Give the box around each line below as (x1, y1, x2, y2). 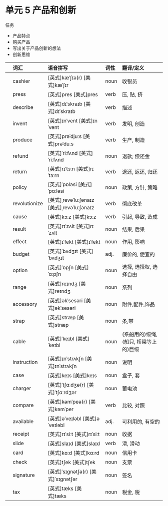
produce (12, 136, 32, 143)
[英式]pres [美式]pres (47, 91, 98, 98)
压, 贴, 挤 (121, 91, 143, 98)
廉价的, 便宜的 (121, 251, 155, 258)
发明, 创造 (121, 120, 145, 127)
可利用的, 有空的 (121, 418, 160, 425)
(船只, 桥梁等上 (121, 338, 157, 345)
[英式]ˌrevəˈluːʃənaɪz (47, 196, 94, 203)
